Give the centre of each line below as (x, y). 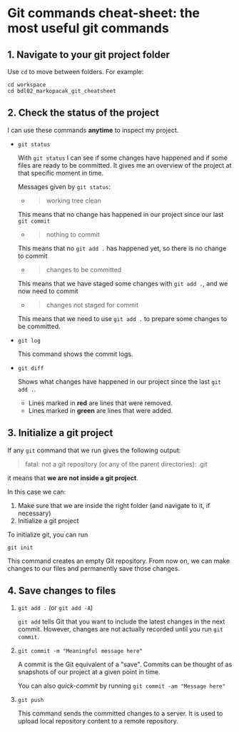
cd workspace (27, 85)
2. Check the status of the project (83, 113)
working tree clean (74, 200)
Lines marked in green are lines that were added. (101, 410)
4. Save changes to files (62, 591)
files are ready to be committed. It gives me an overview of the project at (124, 165)
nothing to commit (73, 234)
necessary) (34, 513)
